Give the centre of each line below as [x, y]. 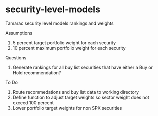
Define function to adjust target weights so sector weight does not [81, 97]
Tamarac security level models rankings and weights [59, 23]
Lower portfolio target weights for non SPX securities [67, 108]
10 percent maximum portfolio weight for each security [69, 48]
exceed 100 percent [33, 103]
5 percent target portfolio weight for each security [64, 42]
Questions [16, 57]
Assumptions [19, 33]
